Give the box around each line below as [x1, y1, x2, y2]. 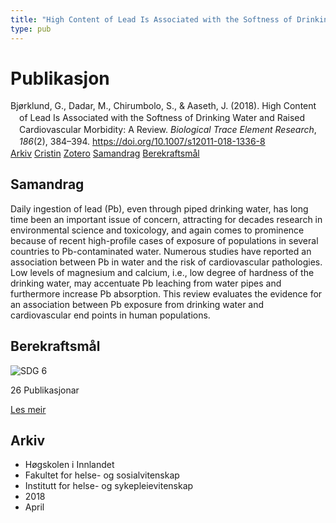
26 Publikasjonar [10, 384, 80, 396]
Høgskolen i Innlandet [24, 459, 115, 471]
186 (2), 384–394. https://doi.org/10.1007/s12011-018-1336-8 [19, 136, 266, 148]
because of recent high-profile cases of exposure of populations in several [10, 234, 319, 246]
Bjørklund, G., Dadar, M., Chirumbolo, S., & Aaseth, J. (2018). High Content [10, 100, 317, 112]
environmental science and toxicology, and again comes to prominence [10, 224, 305, 236]
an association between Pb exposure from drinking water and [10, 298, 265, 310]
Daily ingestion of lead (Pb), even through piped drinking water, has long [10, 202, 309, 215]
